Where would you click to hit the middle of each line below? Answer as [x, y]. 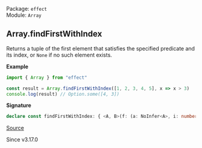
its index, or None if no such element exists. [59, 55]
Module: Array [24, 15]
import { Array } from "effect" [47, 78]
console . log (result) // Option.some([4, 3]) [63, 94]
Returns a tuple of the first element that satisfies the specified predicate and [101, 48]
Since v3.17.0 [22, 140]
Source [15, 128]
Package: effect [27, 9]
